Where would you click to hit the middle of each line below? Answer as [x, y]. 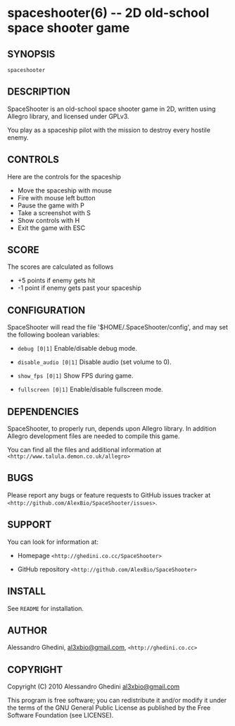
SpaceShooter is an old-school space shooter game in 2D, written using [112, 109]
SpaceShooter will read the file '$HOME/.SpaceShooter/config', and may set [118, 327]
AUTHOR [27, 630]
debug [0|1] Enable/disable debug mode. [77, 349]
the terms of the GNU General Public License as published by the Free [109, 708]
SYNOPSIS [31, 54]
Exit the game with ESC [51, 228]
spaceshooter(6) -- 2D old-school [108, 13]
